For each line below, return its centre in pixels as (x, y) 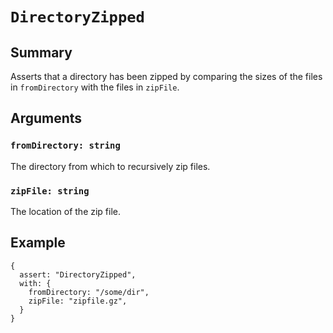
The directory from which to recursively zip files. (110, 166)
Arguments (46, 118)
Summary (41, 52)
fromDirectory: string (65, 146)
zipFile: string (50, 191)
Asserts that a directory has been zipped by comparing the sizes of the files (166, 76)
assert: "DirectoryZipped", (78, 274)
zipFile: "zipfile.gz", (78, 301)
